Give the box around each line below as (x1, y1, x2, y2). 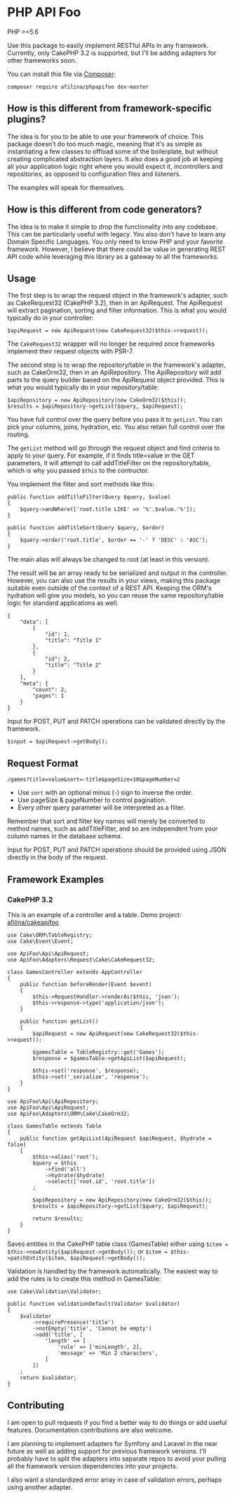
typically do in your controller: (7, 314, 94, 322)
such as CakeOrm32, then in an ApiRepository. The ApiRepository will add (7, 368, 222, 377)
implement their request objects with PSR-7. (7, 347, 134, 355)
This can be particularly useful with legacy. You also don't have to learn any (7, 229, 226, 238)
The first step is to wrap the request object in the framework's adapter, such (7, 291, 228, 300)
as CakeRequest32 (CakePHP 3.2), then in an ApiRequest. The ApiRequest (7, 298, 223, 307)
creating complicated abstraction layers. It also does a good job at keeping (7, 154, 223, 163)
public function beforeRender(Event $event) (20, 981, 152, 988)
